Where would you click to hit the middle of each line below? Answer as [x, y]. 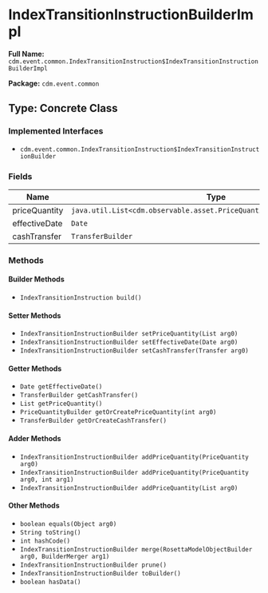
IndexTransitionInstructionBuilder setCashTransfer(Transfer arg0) [134, 351]
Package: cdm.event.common [54, 83]
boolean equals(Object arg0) [68, 524]
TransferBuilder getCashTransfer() [79, 396]
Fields [20, 176]
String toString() [50, 532]
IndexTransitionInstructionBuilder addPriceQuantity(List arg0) [129, 488]
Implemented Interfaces [56, 131]
